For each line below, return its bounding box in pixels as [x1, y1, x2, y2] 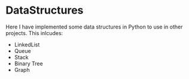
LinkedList [14, 41, 40, 48]
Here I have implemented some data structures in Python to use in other [5, 23, 183, 30]
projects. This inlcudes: [5, 29, 63, 36]
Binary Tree [14, 60, 43, 67]
